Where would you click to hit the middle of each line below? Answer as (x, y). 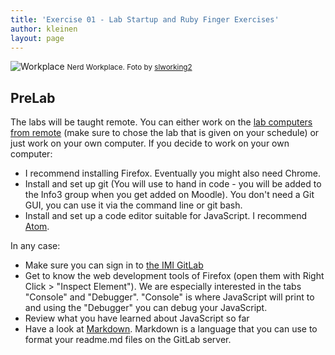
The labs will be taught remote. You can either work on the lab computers (161, 122)
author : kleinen (44, 29)
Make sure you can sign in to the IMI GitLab (114, 265)
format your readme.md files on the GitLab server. (128, 340)
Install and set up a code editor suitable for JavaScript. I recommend (166, 216)
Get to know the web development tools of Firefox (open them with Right (174, 276)
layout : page (37, 38)
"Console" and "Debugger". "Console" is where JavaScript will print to (169, 297)
